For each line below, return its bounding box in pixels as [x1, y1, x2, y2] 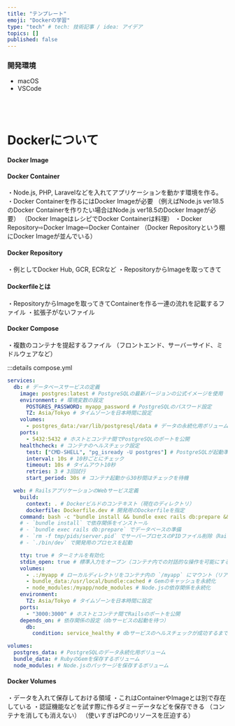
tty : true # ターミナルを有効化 [20, 552, 105, 559]
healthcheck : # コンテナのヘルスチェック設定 [20, 442, 140, 449]
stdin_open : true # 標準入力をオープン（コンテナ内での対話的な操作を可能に [20, 558, 220, 565]
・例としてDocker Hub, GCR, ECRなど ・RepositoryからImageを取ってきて [7, 265, 222, 273]
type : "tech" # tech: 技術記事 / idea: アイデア [7, 23, 143, 30]
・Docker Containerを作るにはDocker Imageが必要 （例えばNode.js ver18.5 [7, 197, 225, 206]
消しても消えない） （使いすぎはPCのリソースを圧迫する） [25, 711, 194, 719]
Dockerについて [7, 132, 99, 148]
